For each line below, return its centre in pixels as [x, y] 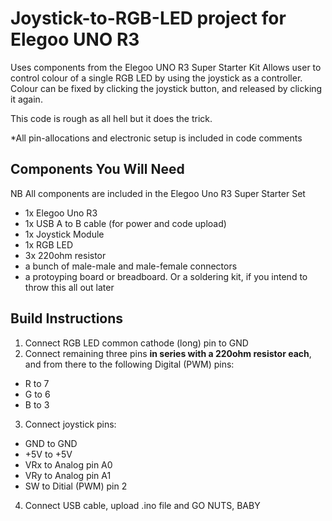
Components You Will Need [97, 169]
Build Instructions [67, 318]
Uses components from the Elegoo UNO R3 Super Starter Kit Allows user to [166, 67]
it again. [26, 99]
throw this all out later [69, 287]
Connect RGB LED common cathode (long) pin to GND [136, 343]
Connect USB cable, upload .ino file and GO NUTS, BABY [142, 505]
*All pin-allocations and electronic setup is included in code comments [156, 138]
